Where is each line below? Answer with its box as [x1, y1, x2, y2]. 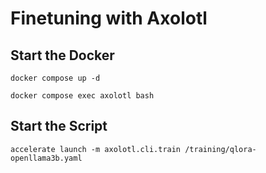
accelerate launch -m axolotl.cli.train [10, 144, 182, 154]
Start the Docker [10, 47, 115, 64]
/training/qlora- [184, 144, 257, 154]
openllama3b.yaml [10, 153, 83, 163]
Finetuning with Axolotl [10, 7, 208, 30]
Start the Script [10, 118, 108, 135]
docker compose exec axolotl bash [10, 91, 155, 101]
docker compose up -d [10, 73, 101, 83]
